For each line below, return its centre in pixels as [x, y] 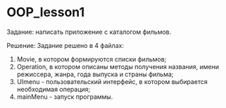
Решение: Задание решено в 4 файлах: [65, 45]
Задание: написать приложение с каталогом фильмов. [89, 32]
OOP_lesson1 [46, 12]
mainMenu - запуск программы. [65, 97]
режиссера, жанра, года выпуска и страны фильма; [95, 74]
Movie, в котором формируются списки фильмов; [92, 59]
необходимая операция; [54, 89]
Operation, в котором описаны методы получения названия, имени [118, 66]
